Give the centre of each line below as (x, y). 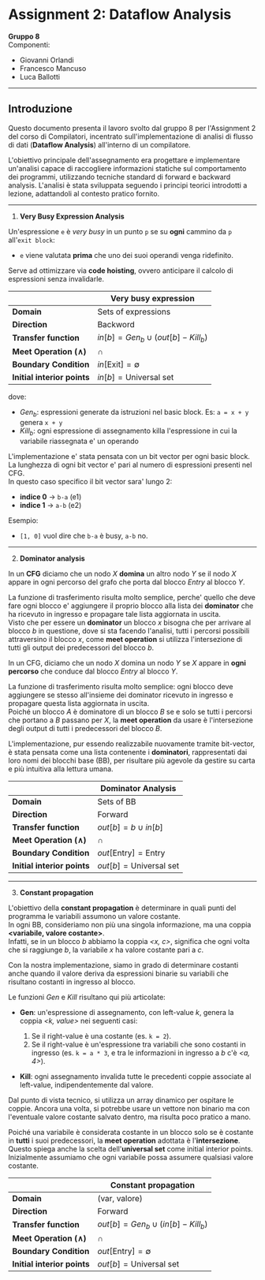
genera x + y (41, 422)
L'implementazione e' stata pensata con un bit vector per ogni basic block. (129, 456)
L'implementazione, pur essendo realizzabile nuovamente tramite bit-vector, (132, 744)
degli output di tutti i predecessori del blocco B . (85, 728)
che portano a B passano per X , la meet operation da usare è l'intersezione (131, 720)
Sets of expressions (134, 312)
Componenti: (29, 44)
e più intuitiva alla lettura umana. (61, 769)
